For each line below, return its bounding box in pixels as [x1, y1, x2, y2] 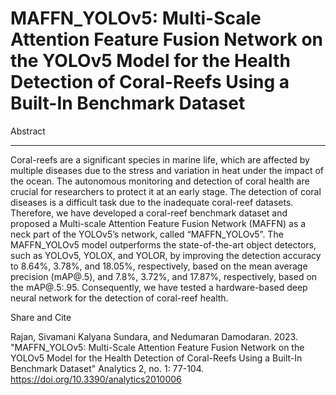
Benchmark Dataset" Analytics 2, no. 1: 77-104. [10, 362, 205, 374]
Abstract [10, 125, 46, 137]
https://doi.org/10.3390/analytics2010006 [10, 373, 182, 385]
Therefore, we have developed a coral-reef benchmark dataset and [10, 207, 288, 219]
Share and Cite [10, 311, 72, 323]
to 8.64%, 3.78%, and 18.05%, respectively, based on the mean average [10, 260, 308, 272]
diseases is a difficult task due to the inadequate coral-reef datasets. [10, 196, 294, 208]
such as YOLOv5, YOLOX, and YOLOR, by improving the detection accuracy [10, 249, 322, 261]
